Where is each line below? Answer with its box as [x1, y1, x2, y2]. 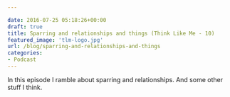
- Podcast [7, 56, 37, 64]
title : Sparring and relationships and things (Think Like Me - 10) [7, 30, 215, 37]
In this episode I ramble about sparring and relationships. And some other [7, 75, 223, 84]
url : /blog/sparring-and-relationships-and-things [7, 43, 161, 50]
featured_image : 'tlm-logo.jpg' [7, 36, 103, 43]
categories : [7, 50, 43, 57]
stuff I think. [7, 83, 43, 91]
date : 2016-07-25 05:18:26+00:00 [7, 16, 107, 23]
